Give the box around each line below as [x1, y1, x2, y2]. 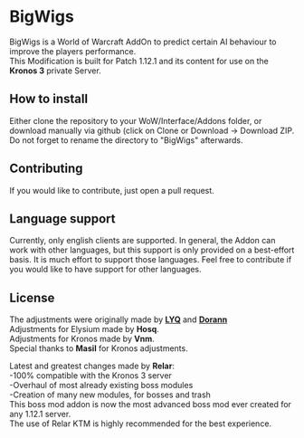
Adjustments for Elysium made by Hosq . [9, 324, 160, 335]
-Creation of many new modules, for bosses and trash [9, 389, 211, 400]
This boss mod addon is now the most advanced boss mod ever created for [9, 399, 292, 410]
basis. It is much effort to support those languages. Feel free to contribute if [9, 254, 292, 265]
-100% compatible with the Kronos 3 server [9, 370, 172, 381]
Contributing [9, 161, 83, 176]
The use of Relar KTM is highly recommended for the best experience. [9, 418, 272, 429]
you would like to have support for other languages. [9, 264, 202, 275]
